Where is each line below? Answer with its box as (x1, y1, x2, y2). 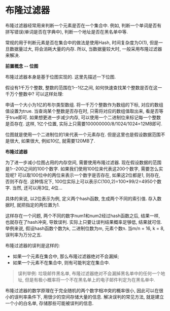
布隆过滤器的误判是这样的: (5, 242, 60, 249)
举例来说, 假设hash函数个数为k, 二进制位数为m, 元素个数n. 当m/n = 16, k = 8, (5, 225, 165, 231)
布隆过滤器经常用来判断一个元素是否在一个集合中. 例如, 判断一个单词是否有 (5, 22, 161, 28)
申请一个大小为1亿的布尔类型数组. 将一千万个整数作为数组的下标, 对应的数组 (5, 101, 163, 108)
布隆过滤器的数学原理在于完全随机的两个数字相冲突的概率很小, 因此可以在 (5, 287, 159, 293)
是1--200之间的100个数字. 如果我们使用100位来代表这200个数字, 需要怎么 (5, 165, 159, 171)
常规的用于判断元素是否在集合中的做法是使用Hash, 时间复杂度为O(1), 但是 (5, 39, 159, 46)
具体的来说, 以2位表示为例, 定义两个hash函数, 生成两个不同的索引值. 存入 (5, 195, 157, 201)
